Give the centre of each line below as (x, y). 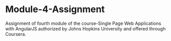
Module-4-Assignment (55, 9)
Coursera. (16, 34)
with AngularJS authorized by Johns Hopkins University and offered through (86, 28)
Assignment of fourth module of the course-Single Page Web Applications (83, 23)
